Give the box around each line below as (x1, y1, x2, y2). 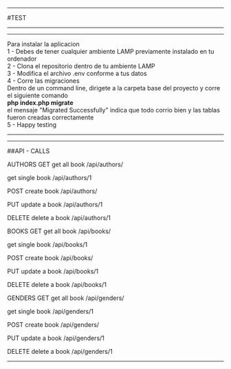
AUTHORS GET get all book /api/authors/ (7, 160, 124, 168)
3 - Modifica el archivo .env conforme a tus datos (7, 70, 147, 77)
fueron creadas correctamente (7, 113, 94, 121)
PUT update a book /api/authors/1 (7, 201, 103, 208)
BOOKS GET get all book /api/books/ (7, 227, 111, 235)
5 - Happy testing (7, 121, 57, 128)
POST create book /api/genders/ (7, 321, 100, 328)
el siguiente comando (7, 91, 69, 99)
